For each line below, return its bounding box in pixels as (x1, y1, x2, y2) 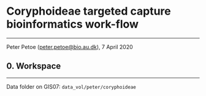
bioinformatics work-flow (6, 17, 139, 31)
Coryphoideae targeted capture (6, 4, 172, 18)
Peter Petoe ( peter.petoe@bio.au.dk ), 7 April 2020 (6, 43, 133, 50)
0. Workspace (6, 61, 61, 72)
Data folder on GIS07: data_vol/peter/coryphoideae (6, 83, 136, 90)
